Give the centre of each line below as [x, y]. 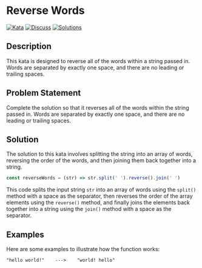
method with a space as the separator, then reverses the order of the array [99, 196]
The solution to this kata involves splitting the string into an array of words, [99, 154]
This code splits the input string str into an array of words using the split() [101, 190]
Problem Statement [44, 93]
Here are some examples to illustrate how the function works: [83, 249]
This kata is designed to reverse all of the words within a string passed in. [98, 61]
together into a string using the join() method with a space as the [89, 209]
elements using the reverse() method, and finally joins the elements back [98, 203]
